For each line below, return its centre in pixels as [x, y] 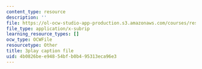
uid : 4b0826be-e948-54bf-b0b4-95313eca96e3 [62, 56]
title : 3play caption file [40, 51]
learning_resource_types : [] [43, 34]
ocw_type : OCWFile [29, 40]
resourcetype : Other [32, 46]
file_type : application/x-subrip [48, 28]
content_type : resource [36, 12]
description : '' [26, 17]
